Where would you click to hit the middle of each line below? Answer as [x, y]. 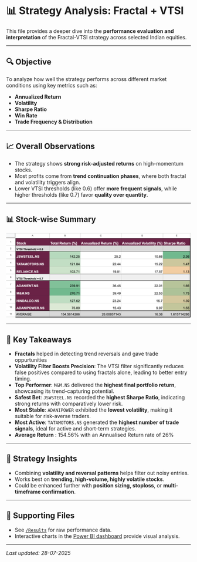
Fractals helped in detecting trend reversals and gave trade [86, 354]
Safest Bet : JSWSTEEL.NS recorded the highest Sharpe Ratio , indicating [100, 398]
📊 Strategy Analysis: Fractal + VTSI [95, 11]
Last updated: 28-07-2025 [38, 553]
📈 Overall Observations [51, 147]
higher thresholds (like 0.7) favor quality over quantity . [81, 194]
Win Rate [26, 115]
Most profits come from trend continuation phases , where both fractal [100, 176]
